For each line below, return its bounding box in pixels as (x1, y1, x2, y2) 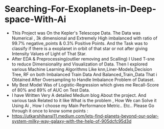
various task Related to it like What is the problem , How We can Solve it (11, 97, 157, 103)
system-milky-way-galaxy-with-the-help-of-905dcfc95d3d (11, 118, 132, 124)
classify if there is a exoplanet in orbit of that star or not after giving (11, 45, 148, 51)
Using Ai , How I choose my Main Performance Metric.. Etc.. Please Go (11, 103, 155, 108)
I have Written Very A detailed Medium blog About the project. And (11, 92, 146, 98)
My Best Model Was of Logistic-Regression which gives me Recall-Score (11, 82, 159, 87)
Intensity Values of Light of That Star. (11, 50, 87, 57)
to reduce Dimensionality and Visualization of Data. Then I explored (11, 61, 148, 67)
